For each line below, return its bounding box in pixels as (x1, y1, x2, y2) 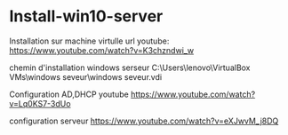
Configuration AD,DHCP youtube (9, 89, 129, 99)
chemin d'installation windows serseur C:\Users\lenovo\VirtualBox (9, 62, 251, 73)
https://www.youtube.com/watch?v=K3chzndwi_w (9, 44, 194, 55)
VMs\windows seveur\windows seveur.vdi (9, 71, 163, 82)
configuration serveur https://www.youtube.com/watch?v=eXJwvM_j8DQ (9, 115, 279, 126)
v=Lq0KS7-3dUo (9, 98, 71, 108)
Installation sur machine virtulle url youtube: (9, 36, 170, 46)
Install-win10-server (9, 6, 164, 27)
